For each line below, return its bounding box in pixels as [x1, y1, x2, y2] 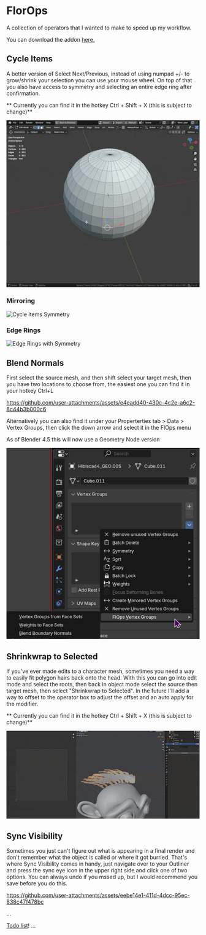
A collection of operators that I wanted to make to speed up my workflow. [6, 24, 192, 31]
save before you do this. [6, 879, 67, 887]
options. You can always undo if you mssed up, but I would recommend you [6, 873, 198, 880]
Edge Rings [6, 326, 41, 335]
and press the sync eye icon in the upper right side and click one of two [6, 866, 188, 874]
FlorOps [6, 4, 48, 18]
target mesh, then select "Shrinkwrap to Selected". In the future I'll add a [6, 687, 190, 694]
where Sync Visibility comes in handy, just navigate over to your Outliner [6, 860, 189, 867]
